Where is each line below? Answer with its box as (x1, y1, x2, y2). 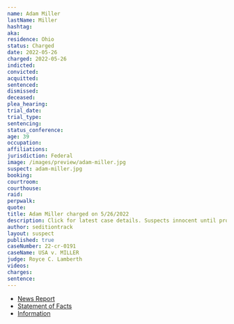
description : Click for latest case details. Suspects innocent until (7, 217, 217, 224)
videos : (7, 262, 30, 269)
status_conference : (7, 127, 64, 133)
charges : (7, 268, 33, 275)
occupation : (7, 140, 42, 147)
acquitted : (7, 74, 39, 82)
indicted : (7, 62, 36, 69)
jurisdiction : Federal (7, 152, 73, 160)
